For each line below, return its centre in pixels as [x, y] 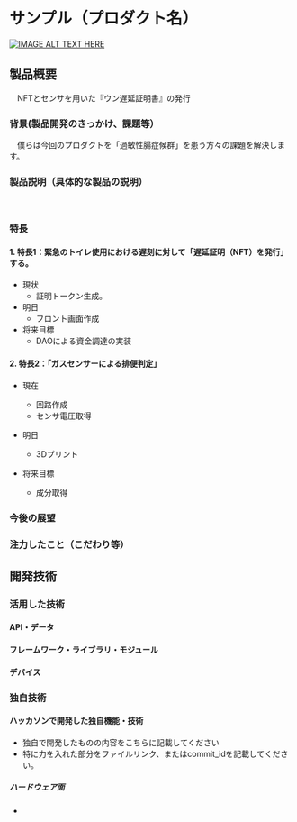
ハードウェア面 [37, 787]
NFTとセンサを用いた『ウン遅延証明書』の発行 [103, 98]
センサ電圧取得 [63, 416]
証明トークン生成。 [72, 296]
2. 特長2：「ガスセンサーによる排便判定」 [85, 364]
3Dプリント [57, 454]
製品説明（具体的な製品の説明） [79, 181]
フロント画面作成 [67, 319]
